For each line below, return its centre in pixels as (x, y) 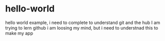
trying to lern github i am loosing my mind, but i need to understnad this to (82, 27)
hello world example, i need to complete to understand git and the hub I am (83, 22)
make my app (19, 33)
